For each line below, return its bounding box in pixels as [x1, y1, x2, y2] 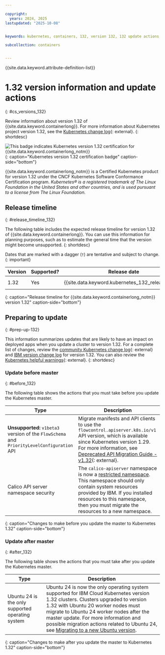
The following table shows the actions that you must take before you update [5, 390, 159, 396]
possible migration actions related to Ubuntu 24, [46, 621, 158, 627]
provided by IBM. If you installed [78, 489, 152, 496]
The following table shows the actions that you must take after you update [5, 559, 155, 565]
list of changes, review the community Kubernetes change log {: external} [5, 346, 153, 352]
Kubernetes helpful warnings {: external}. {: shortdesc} [5, 357, 115, 363]
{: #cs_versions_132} [5, 109, 47, 114]
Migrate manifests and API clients [78, 415, 156, 422]
